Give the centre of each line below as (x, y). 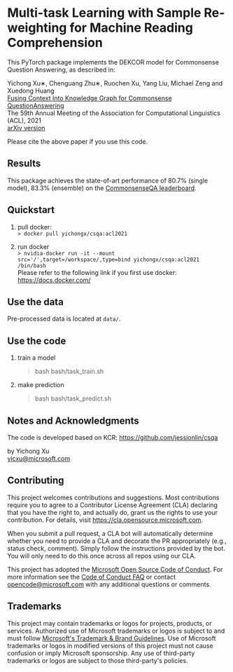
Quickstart (31, 210)
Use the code (37, 341)
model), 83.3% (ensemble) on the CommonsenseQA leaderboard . (102, 188)
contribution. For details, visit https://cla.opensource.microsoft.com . (105, 520)
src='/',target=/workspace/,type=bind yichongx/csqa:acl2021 (108, 260)
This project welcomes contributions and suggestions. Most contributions (113, 497)
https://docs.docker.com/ (54, 280)
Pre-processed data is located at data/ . (64, 319)
